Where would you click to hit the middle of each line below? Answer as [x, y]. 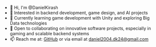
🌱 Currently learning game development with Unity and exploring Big [79, 18]
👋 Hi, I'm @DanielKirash [34, 8]
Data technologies [28, 23]
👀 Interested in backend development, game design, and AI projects [79, 13]
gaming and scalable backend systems [49, 34]
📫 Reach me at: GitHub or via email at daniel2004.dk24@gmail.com [79, 39]
